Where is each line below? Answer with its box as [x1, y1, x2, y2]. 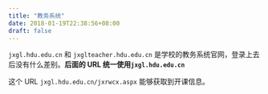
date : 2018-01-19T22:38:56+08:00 [8, 19, 120, 27]
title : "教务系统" [8, 11, 66, 20]
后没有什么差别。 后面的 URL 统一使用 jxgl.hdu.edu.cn [8, 59, 185, 69]
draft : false [8, 27, 52, 35]
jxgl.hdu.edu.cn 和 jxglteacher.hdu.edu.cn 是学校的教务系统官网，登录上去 [8, 50, 260, 59]
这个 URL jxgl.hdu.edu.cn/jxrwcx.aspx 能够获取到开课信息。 [8, 77, 210, 87]
